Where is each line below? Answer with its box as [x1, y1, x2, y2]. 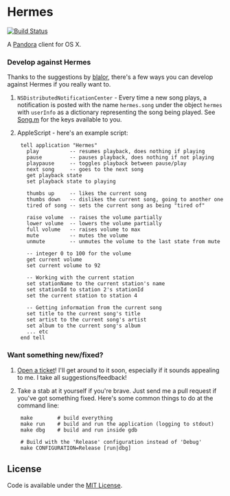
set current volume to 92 [26, 262, 101, 269]
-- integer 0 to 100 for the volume [26, 250, 132, 258]
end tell [20, 335, 46, 341]
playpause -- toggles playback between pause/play [26, 160, 187, 167]
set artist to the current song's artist [26, 317, 147, 324]
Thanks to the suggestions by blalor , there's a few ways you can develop [7, 73, 214, 81]
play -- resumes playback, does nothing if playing [26, 148, 205, 155]
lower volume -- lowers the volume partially [26, 221, 163, 227]
